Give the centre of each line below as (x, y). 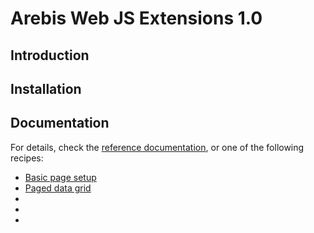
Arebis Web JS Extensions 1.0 (136, 18)
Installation (46, 88)
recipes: (27, 158)
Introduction (50, 55)
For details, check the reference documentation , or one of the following (157, 147)
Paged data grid (58, 188)
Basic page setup (60, 177)
